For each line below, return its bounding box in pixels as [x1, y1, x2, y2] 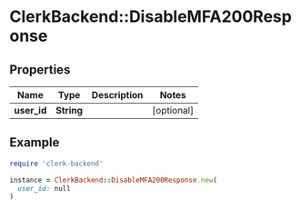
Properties [9, 62, 71, 77]
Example [9, 134, 60, 151]
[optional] [152, 104, 194, 116]
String [55, 104, 84, 116]
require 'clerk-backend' [9, 159, 104, 168]
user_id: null [17, 184, 71, 193]
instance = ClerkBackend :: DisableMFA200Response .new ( [9, 175, 218, 184]
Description [91, 89, 144, 101]
